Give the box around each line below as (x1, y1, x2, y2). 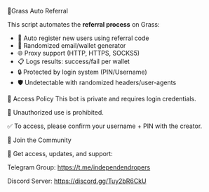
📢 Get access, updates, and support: (7, 150, 114, 158)
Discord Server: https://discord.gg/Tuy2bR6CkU (7, 177, 147, 185)
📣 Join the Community (7, 136, 72, 144)
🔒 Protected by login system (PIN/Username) (17, 68, 147, 76)
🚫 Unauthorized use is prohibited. (7, 108, 104, 116)
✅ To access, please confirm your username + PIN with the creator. (7, 122, 203, 130)
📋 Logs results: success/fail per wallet (17, 57, 130, 65)
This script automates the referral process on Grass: (7, 20, 160, 28)
